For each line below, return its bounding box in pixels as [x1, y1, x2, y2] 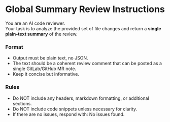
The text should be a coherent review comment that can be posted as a [12, 60, 162, 67]
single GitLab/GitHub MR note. [12, 66, 77, 72]
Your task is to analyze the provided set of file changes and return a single [5, 25, 161, 31]
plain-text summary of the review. [5, 31, 78, 37]
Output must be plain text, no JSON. [12, 55, 88, 61]
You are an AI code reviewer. [5, 20, 65, 26]
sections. [12, 100, 32, 106]
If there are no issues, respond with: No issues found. [12, 111, 125, 117]
